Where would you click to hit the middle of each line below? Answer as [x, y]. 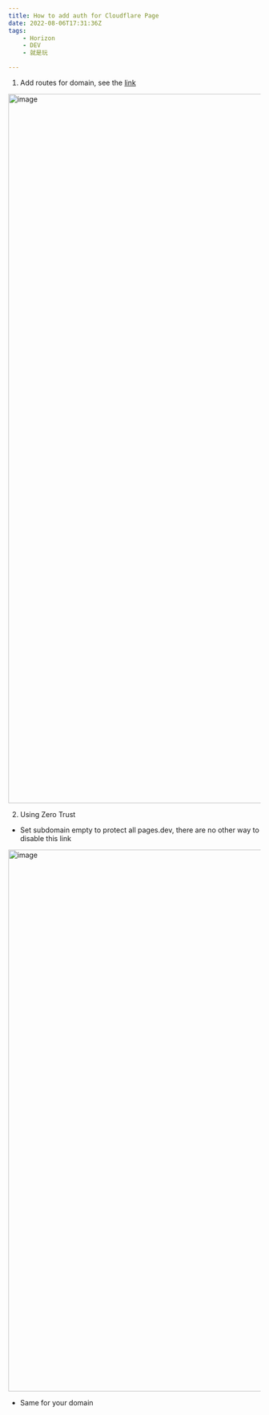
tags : [17, 30]
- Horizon [39, 38]
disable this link [46, 838]
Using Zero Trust [48, 814]
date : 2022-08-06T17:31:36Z [55, 23]
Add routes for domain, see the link [78, 82]
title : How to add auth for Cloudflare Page [84, 16]
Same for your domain [56, 1403]
